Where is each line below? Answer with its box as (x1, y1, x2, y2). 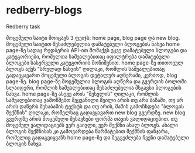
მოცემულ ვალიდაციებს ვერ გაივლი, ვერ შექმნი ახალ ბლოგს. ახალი (6, 121, 179, 128)
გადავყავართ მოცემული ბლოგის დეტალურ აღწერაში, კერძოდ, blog (6, 72, 177, 79)
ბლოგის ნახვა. (6, 140, 43, 147)
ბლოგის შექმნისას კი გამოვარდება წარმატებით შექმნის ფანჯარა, (6, 127, 170, 135)
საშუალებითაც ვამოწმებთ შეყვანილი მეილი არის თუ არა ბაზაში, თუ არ (6, 96, 183, 103)
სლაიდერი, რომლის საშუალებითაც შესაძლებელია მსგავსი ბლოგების (6, 84, 182, 91)
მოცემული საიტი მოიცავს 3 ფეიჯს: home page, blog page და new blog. (6, 34, 180, 41)
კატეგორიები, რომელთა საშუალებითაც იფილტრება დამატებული (6, 53, 170, 60)
